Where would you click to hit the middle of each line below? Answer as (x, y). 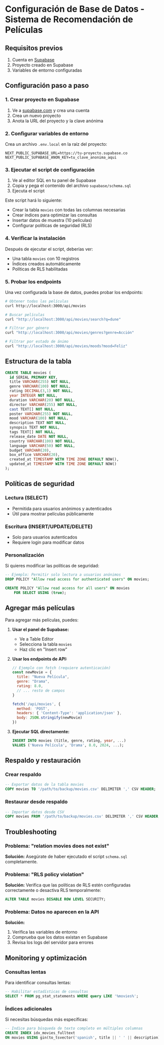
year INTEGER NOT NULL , (33, 396)
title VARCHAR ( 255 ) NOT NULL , (40, 382)
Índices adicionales (29, 1009)
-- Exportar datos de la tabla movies (44, 785)
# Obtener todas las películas (37, 301)
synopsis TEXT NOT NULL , (35, 428)
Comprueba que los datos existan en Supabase (60, 937)
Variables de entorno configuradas (47, 70)
